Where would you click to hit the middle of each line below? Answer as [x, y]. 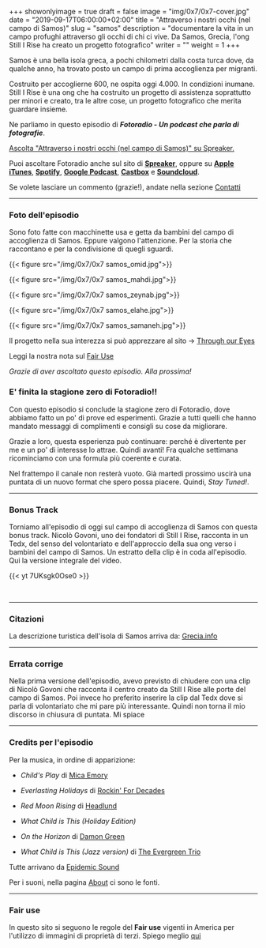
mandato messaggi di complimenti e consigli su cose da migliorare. [118, 426]
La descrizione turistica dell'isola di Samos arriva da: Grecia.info [113, 636]
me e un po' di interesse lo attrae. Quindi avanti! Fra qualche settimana [124, 450]
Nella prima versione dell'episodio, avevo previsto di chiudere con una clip [130, 681]
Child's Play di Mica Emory [64, 775]
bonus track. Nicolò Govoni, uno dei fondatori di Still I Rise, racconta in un [129, 535]
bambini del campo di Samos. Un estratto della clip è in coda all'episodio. [128, 551]
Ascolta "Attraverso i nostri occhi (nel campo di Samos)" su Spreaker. [122, 148]
